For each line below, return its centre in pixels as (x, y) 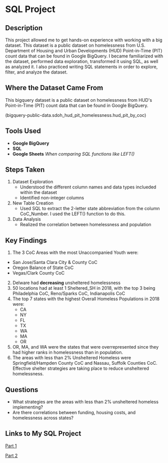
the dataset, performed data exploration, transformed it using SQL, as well (82, 61)
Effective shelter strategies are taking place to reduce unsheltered (81, 368)
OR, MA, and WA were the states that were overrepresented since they (86, 347)
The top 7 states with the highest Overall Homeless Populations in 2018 (86, 299)
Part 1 (11, 446)
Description (24, 28)
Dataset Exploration (33, 182)
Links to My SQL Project (43, 434)
